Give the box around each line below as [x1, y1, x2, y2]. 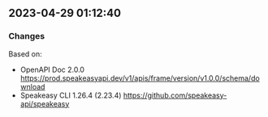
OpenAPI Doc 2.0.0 [19, 65, 85, 74]
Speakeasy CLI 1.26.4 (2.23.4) [19, 90, 122, 100]
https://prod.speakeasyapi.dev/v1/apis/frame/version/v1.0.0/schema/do [19, 73, 260, 83]
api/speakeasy [19, 98, 70, 108]
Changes [8, 31, 45, 42]
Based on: [8, 48, 42, 59]
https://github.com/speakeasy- [123, 90, 227, 100]
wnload [19, 81, 45, 91]
